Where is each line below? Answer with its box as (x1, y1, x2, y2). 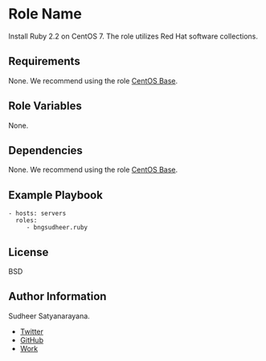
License (8, 245, 49, 259)
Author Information (8, 290, 107, 303)
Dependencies (8, 144, 83, 157)
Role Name (8, 5, 82, 23)
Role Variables (8, 99, 82, 113)
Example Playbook (8, 188, 103, 201)
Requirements (8, 55, 80, 68)
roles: (15, 217, 38, 225)
